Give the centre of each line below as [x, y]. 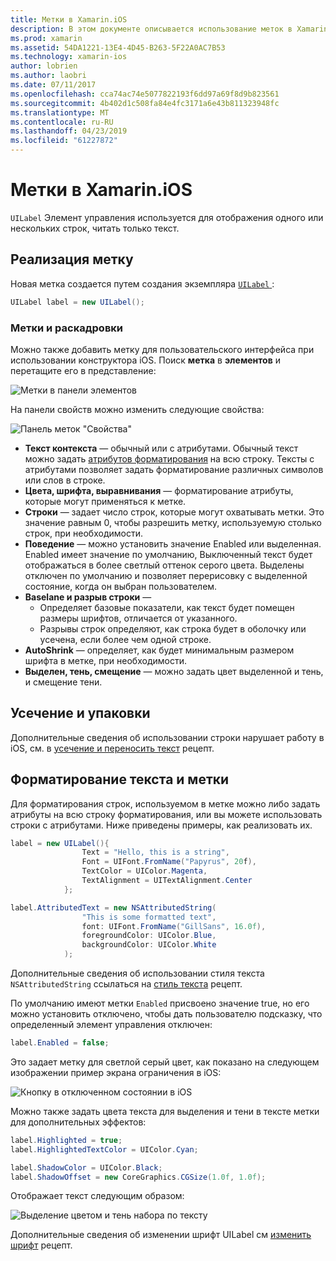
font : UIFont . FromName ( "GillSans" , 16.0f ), [174, 926]
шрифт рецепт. [41, 1245]
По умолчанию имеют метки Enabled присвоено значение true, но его [160, 1003]
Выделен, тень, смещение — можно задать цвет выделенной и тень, [174, 671]
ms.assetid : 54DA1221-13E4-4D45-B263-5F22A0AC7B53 [118, 47]
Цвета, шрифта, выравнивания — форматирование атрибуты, [159, 490]
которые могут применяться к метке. [105, 501]
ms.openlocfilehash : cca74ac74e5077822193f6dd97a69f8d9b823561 [145, 94]
